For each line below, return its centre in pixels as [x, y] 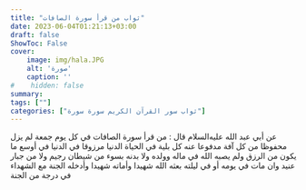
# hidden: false [47, 85]
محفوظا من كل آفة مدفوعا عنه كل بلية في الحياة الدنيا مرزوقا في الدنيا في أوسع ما [148, 146]
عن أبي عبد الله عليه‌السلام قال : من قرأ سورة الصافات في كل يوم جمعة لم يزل [144, 136]
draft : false [35, 35]
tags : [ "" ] [31, 102]
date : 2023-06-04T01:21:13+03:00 [74, 26]
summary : [27, 94]
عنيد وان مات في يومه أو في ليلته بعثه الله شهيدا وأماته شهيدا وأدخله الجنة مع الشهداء [153, 165]
